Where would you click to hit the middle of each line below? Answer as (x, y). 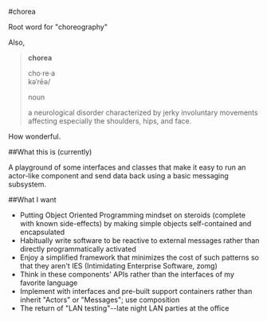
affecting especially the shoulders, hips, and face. (110, 121)
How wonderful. (35, 136)
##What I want (33, 200)
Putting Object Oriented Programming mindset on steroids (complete (132, 215)
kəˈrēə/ (39, 82)
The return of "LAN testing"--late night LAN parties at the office (124, 308)
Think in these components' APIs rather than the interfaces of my (127, 274)
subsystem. (27, 184)
